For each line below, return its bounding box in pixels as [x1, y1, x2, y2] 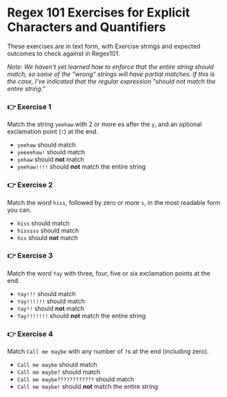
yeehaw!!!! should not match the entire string [16, 163, 146, 171]
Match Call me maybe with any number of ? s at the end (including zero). [7, 348, 209, 356]
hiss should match [16, 219, 70, 227]
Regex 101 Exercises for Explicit [7, 5, 191, 21]
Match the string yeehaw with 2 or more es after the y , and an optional [7, 120, 202, 128]
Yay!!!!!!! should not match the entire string [16, 311, 146, 320]
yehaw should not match [16, 156, 84, 164]
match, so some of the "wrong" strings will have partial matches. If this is [7, 70, 215, 78]
